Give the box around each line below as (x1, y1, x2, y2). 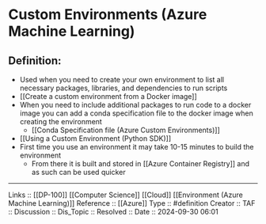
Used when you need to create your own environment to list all (19, 75, 225, 84)
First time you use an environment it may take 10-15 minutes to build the (19, 142, 255, 151)
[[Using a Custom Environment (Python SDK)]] (19, 134, 172, 143)
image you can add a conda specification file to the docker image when (19, 108, 253, 118)
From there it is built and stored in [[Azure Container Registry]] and (31, 159, 249, 168)
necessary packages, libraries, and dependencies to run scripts (19, 83, 228, 93)
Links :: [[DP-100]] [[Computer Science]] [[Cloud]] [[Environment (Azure (8, 190, 243, 199)
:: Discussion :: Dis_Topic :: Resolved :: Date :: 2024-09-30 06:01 (8, 207, 219, 216)
